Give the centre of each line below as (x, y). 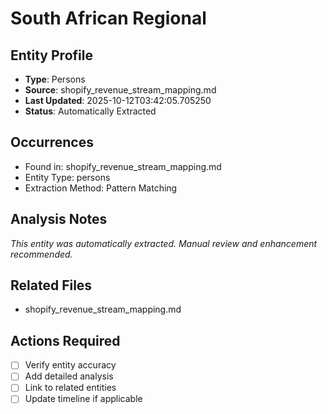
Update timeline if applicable (83, 399)
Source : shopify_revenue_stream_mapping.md (120, 90)
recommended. (41, 254)
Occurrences (52, 142)
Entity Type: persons (67, 177)
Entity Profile (51, 55)
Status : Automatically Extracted (90, 111)
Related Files (51, 285)
